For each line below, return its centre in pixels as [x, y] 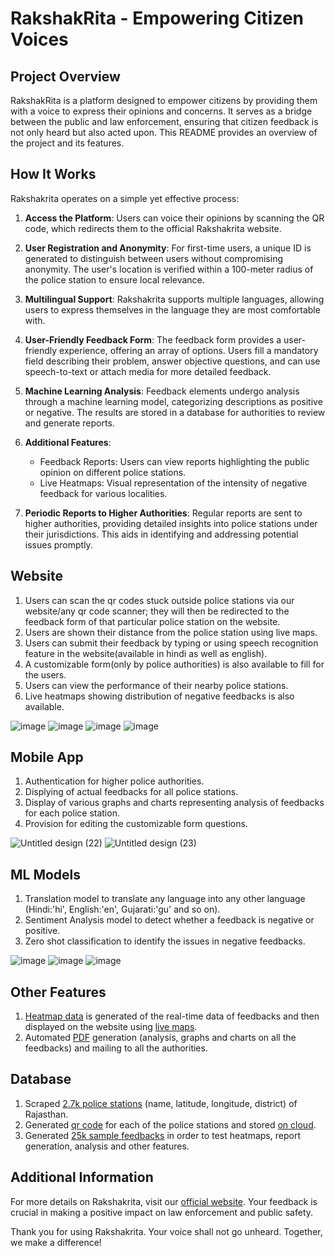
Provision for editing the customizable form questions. [136, 824]
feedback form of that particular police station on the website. [152, 621]
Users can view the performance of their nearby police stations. [156, 685]
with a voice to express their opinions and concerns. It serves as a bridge [161, 111]
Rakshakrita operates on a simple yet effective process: [125, 198]
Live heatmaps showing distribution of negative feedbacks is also [159, 696]
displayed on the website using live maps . [111, 1027]
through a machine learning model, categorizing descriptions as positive [173, 401]
